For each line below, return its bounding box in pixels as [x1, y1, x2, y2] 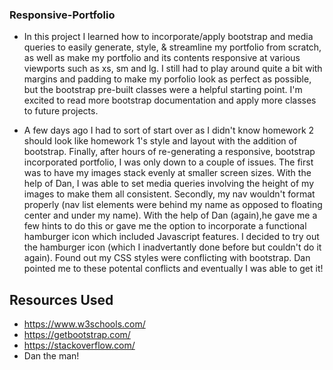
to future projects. [23, 105, 99, 117]
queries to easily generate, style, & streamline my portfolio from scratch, [23, 41, 322, 53]
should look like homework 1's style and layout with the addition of [23, 135, 298, 147]
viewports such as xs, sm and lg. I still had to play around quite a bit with [23, 63, 323, 75]
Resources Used [9, 291, 114, 308]
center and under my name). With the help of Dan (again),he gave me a [23, 209, 318, 222]
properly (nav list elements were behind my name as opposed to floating [23, 199, 323, 211]
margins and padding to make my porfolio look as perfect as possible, [23, 73, 312, 85]
